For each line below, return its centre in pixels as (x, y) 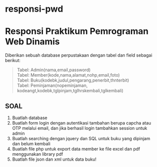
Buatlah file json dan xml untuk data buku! (54, 159)
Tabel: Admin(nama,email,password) (54, 70)
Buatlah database (30, 118)
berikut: (13, 61)
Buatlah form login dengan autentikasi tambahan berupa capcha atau (81, 123)
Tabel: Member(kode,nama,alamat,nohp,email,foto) (69, 75)
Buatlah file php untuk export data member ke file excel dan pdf (76, 149)
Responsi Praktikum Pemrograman (77, 31)
